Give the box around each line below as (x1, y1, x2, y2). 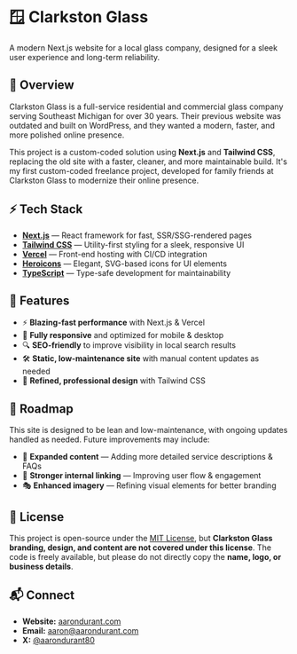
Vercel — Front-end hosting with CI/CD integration (21, 248, 207, 259)
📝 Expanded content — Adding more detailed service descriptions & (21, 452, 273, 462)
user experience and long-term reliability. (9, 51, 160, 62)
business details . (9, 561, 74, 571)
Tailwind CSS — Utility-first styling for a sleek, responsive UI (21, 239, 245, 249)
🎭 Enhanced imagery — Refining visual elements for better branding (21, 480, 277, 491)
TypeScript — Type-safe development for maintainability (21, 267, 231, 278)
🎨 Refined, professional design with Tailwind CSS (21, 375, 207, 386)
